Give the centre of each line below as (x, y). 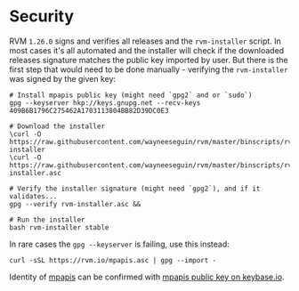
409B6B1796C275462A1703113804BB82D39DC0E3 (89, 110)
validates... (33, 196)
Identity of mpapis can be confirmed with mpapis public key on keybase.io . (147, 277)
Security (41, 16)
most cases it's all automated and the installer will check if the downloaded (147, 50)
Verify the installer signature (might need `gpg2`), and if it (139, 189)
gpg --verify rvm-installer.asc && (75, 204)
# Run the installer (48, 220)
